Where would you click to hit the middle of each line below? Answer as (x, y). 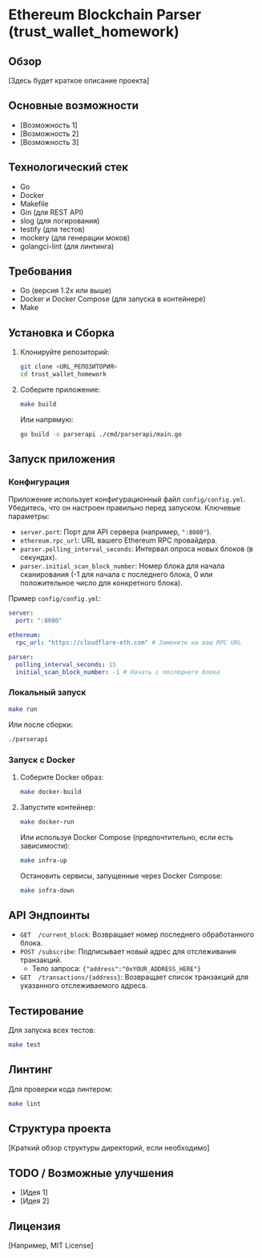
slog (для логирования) (60, 220)
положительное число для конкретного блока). (101, 583)
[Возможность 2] (49, 133)
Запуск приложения (62, 460)
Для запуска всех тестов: (52, 1030)
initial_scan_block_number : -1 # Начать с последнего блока (118, 672)
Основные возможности (73, 106)
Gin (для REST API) (52, 212)
